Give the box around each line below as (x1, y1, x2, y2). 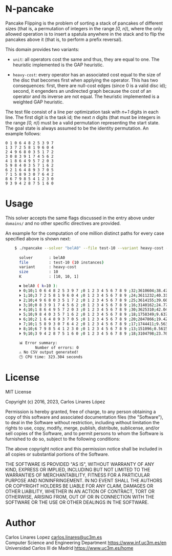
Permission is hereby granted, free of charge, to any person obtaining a (5, 408, 156, 415)
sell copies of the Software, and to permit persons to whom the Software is (5, 430, 164, 437)
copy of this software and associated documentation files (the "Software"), (5, 414, 164, 420)
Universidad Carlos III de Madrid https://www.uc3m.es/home (5, 545, 134, 551)
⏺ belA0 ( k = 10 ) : (18, 283, 58, 289)
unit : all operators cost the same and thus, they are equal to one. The (12, 56, 160, 62)
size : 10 (18, 270, 58, 275)
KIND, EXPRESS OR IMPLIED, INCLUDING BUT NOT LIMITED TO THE (5, 467, 150, 473)
